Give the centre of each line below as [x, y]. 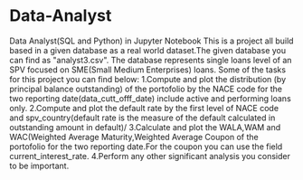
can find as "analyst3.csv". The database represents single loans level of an [151, 60]
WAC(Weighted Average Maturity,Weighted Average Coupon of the [134, 137]
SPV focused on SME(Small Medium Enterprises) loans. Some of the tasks [148, 70]
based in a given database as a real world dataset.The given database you [148, 50]
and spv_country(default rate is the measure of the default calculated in [142, 118]
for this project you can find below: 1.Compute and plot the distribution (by [148, 79]
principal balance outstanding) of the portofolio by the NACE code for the [146, 89]
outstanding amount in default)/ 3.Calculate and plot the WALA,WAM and [145, 127]
